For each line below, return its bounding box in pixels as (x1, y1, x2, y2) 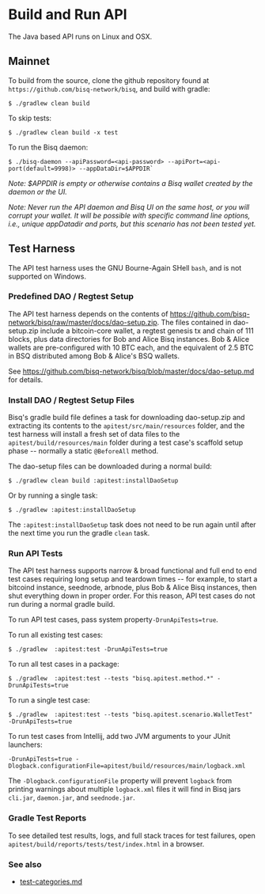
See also (8, 858, 42, 869)
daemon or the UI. (8, 187, 67, 196)
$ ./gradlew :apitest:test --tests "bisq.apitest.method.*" (8, 675, 214, 683)
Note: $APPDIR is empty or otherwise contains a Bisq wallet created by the (8, 178, 253, 188)
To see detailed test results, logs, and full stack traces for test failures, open (8, 831, 256, 840)
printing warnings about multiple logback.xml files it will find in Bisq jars (8, 785, 241, 794)
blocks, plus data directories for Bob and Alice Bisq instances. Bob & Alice (8, 334, 250, 343)
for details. (8, 374, 44, 384)
